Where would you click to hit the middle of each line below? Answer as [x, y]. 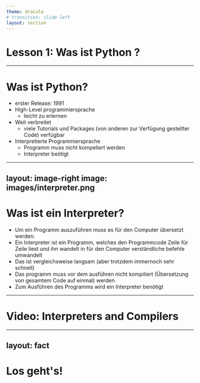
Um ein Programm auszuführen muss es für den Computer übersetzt [99, 229]
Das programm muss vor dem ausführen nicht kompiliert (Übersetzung [101, 274]
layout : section [26, 23]
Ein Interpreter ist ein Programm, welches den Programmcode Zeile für [101, 242]
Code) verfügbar [44, 135]
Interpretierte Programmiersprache [57, 141]
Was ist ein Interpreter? [65, 213]
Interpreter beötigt [46, 154]
